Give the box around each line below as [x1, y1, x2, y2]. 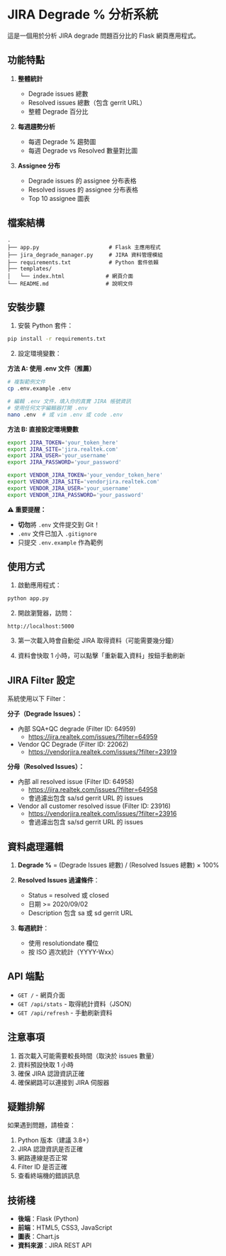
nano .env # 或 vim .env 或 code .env [7, 411, 123, 418]
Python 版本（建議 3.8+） [17, 1136, 94, 1145]
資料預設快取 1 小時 [17, 1060, 74, 1069]
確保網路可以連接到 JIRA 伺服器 [17, 1078, 110, 1086]
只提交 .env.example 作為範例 [17, 537, 103, 547]
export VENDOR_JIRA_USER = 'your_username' [7, 484, 132, 492]
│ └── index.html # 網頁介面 [7, 273, 133, 280]
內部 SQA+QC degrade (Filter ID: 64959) [17, 725, 136, 733]
